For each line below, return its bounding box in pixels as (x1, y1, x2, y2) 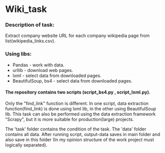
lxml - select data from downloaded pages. (12, 72, 102, 78)
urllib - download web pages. (12, 67, 73, 73)
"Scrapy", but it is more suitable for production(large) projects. (5, 116, 134, 122)
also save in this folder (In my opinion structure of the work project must (5, 136, 154, 142)
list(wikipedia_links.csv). (5, 38, 56, 44)
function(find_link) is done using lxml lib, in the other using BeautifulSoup (5, 105, 156, 111)
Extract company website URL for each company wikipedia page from (5, 32, 150, 38)
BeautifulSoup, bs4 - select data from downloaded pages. (12, 77, 133, 83)
